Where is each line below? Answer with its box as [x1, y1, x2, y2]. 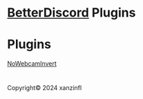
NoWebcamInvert [7, 60, 57, 68]
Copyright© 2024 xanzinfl [7, 84, 82, 92]
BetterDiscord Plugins [7, 5, 136, 21]
